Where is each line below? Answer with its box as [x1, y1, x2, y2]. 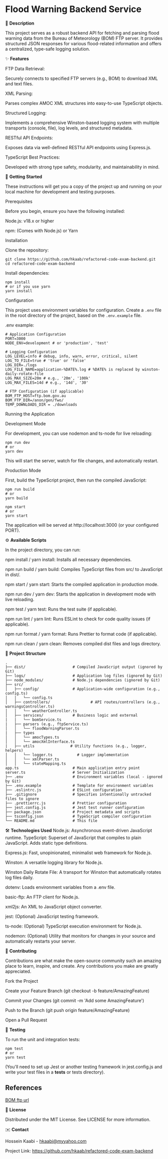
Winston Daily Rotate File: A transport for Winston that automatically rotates [5, 869, 161, 875]
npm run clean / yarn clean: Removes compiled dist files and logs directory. [5, 640, 161, 646]
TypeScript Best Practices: [5, 154, 60, 160]
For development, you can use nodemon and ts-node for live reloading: [5, 430, 152, 436]
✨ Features [5, 55, 29, 61]
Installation [5, 237, 28, 243]
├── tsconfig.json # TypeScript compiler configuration [5, 814, 151, 819]
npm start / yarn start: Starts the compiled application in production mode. [5, 581, 159, 587]
